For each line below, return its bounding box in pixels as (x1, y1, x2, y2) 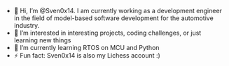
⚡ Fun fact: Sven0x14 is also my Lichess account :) (13, 51, 161, 59)
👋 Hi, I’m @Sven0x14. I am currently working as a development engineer (13, 7, 223, 15)
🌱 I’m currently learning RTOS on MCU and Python (13, 44, 160, 51)
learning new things (13, 36, 71, 44)
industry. (13, 22, 40, 29)
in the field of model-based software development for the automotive (13, 14, 214, 22)
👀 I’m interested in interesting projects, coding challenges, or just (13, 28, 202, 37)
